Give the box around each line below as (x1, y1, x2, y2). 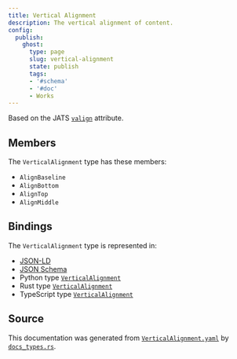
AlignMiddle (19, 199, 59, 207)
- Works (28, 92, 55, 100)
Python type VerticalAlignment (19, 273, 122, 282)
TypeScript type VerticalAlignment (19, 289, 133, 299)
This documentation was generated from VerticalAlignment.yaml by (8, 333, 229, 343)
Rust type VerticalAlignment (19, 280, 113, 291)
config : (8, 26, 34, 34)
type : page (28, 48, 65, 56)
